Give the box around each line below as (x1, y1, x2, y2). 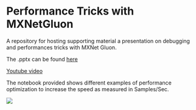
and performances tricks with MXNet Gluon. (6, 44, 117, 51)
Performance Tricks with (6, 4, 135, 18)
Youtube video (6, 67, 43, 74)
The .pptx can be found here (6, 55, 78, 63)
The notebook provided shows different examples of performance (6, 79, 172, 86)
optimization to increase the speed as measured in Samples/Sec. (6, 85, 169, 92)
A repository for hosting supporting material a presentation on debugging (6, 37, 191, 44)
